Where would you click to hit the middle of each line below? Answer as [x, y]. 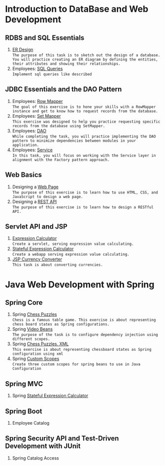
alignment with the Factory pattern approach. [61, 160]
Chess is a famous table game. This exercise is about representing [84, 320]
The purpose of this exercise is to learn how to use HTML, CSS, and [85, 192]
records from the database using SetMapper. [59, 126]
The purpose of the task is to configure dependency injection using [85, 335]
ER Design [23, 50]
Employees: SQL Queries [37, 68]
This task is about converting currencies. [58, 265]
